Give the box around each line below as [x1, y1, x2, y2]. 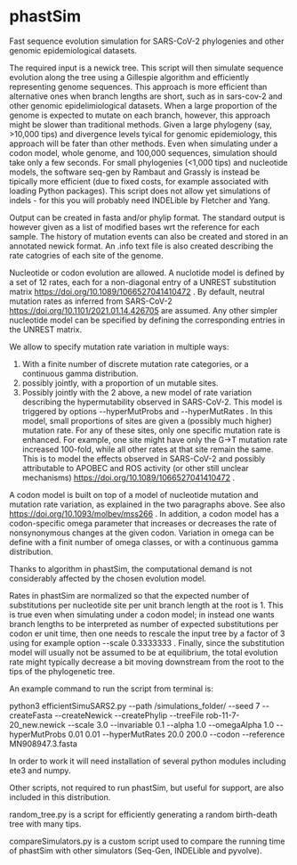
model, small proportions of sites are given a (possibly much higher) [21, 415, 273, 426]
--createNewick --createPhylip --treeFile [54, 710, 205, 721]
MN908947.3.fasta [9, 738, 78, 749]
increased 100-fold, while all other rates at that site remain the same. [21, 444, 274, 454]
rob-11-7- [205, 710, 240, 721]
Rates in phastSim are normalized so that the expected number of [9, 590, 250, 600]
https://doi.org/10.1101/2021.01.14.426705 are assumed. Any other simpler [9, 305, 278, 315]
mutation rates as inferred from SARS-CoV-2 [9, 296, 173, 306]
